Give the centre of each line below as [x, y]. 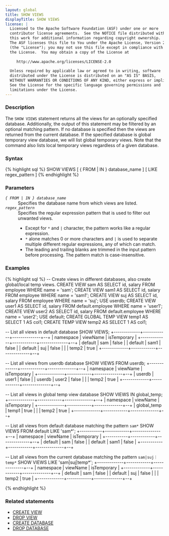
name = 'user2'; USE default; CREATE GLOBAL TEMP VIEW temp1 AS [77, 317]
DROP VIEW [25, 517]
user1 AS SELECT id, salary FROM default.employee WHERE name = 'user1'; [84, 306]
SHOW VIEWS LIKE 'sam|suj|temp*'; [55, 462]
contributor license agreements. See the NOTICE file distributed [82, 33]
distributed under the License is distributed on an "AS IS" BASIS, [83, 76]
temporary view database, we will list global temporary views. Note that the [83, 140]
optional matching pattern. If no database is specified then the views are [80, 129]
